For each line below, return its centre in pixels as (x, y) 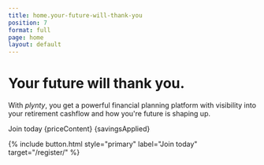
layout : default (35, 45)
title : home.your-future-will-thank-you (76, 15)
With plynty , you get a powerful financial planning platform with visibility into (132, 105)
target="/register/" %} (44, 152)
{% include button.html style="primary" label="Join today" (103, 144)
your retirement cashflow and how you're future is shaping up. (110, 114)
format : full (30, 30)
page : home (26, 37)
